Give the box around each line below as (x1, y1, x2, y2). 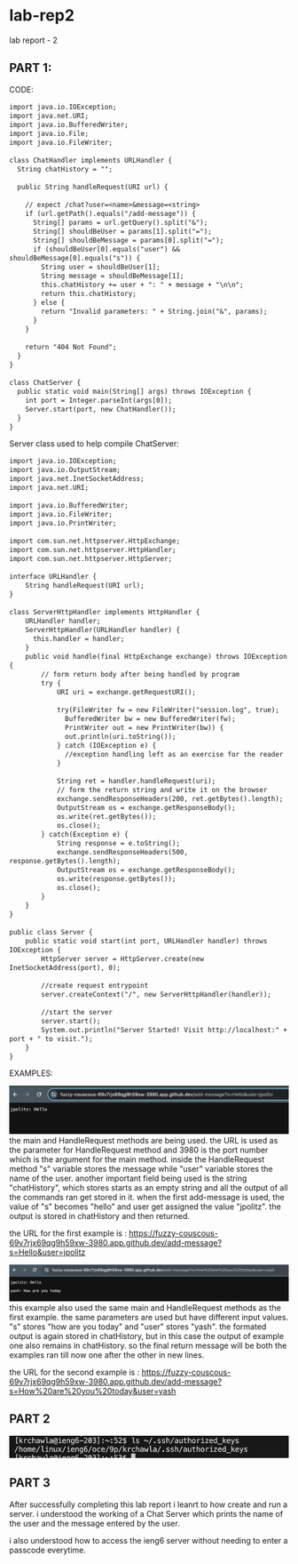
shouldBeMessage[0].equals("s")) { (9, 253, 141, 262)
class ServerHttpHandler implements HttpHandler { (9, 607, 200, 616)
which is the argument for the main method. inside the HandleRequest (9, 1153, 264, 1165)
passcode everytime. (9, 1544, 87, 1555)
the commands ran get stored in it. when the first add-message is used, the (9, 1191, 286, 1202)
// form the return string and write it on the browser (56, 785, 268, 794)
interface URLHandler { (9, 572, 98, 581)
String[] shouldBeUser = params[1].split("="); (32, 227, 213, 236)
